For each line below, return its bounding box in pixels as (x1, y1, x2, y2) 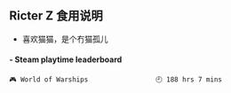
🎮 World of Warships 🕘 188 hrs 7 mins (9, 75, 222, 84)
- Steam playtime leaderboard (9, 54, 123, 65)
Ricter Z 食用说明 (9, 8, 104, 24)
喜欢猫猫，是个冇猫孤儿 (21, 34, 108, 44)
